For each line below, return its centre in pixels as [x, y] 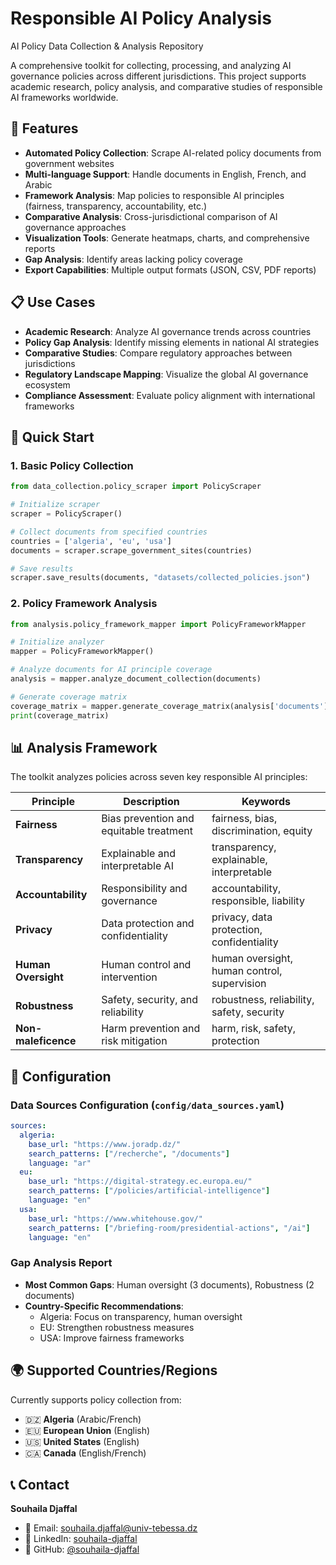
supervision [239, 984]
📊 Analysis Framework [84, 747]
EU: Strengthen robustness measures [117, 1327]
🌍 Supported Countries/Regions [114, 1370]
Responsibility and [144, 889]
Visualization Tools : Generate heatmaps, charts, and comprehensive [167, 238]
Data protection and [148, 924]
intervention [129, 977]
